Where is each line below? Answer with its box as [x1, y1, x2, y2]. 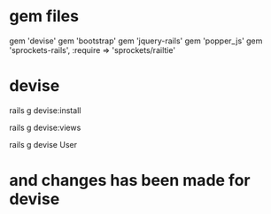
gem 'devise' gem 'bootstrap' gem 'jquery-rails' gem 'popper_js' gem [9, 35, 263, 46]
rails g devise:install [9, 104, 81, 116]
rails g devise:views [9, 122, 81, 133]
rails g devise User [9, 139, 78, 149]
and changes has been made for [9, 171, 251, 191]
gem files [9, 6, 80, 27]
